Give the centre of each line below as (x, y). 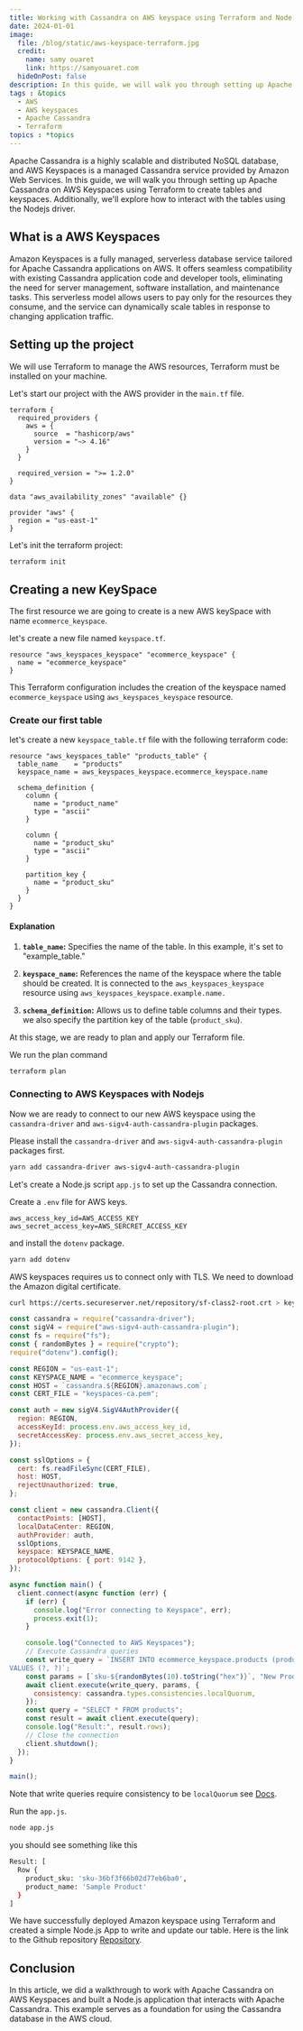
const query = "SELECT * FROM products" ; (104, 1710)
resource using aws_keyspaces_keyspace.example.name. (124, 992)
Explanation (32, 926)
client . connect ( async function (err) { (92, 1593)
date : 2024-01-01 (42, 26)
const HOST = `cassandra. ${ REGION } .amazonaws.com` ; (108, 1385)
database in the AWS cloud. (61, 2019)
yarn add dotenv (40, 1259)
